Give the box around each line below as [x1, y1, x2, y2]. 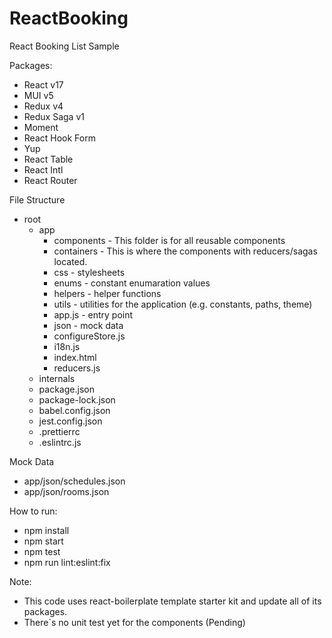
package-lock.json [38, 393, 116, 406]
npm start [23, 535, 64, 547]
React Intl [23, 163, 64, 176]
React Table [23, 153, 74, 165]
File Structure [9, 193, 66, 206]
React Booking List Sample [9, 40, 120, 52]
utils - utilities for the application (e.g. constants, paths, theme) [53, 298, 313, 310]
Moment [23, 121, 59, 133]
